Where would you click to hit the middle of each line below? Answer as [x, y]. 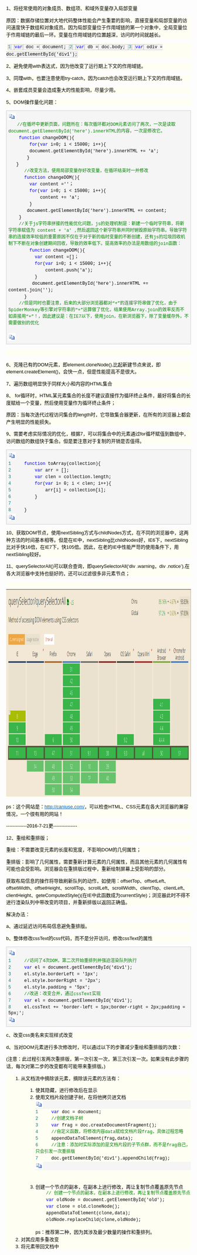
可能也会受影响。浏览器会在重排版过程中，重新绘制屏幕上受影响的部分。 [87, 869]
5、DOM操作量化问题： [32, 102]
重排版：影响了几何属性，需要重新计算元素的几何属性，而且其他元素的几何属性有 [97, 862]
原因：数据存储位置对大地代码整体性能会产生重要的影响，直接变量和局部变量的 [94, 20]
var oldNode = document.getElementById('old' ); [106, 1200]
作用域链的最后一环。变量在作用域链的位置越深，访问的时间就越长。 [87, 34]
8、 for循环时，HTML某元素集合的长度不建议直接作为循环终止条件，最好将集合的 [96, 395]
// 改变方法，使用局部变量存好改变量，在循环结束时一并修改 [86, 171]
